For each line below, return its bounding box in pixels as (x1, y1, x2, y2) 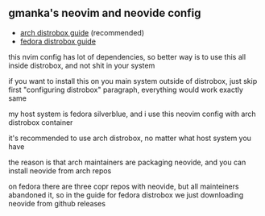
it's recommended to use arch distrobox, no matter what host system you (8, 133, 252, 143)
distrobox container (8, 117, 73, 127)
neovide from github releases (8, 198, 106, 208)
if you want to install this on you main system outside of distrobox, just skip (8, 76, 258, 85)
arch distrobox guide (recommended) (19, 27, 145, 37)
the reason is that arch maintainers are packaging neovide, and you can (8, 157, 246, 167)
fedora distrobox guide (19, 36, 97, 46)
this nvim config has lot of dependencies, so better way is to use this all (8, 52, 246, 61)
